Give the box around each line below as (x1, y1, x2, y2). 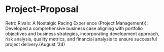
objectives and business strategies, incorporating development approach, (5, 30, 160, 36)
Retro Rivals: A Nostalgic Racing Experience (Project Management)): (5, 20, 148, 26)
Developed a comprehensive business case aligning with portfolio (5, 25, 143, 31)
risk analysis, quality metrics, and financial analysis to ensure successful (5, 36, 157, 42)
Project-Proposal (5, 3, 79, 15)
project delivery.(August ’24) (5, 41, 65, 47)
